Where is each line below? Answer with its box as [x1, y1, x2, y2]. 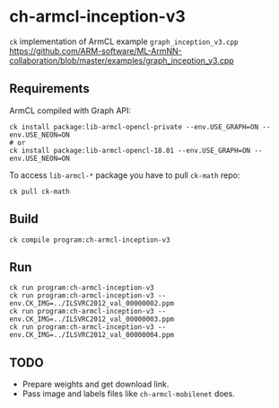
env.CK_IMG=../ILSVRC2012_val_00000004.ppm [9, 331, 175, 340]
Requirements [9, 81, 90, 96]
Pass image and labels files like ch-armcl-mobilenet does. [22, 388, 235, 399]
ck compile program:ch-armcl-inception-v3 [9, 235, 170, 244]
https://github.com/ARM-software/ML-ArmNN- [9, 45, 182, 56]
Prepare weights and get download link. [22, 379, 170, 390]
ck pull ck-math [9, 187, 70, 196]
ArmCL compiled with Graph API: [9, 105, 132, 116]
